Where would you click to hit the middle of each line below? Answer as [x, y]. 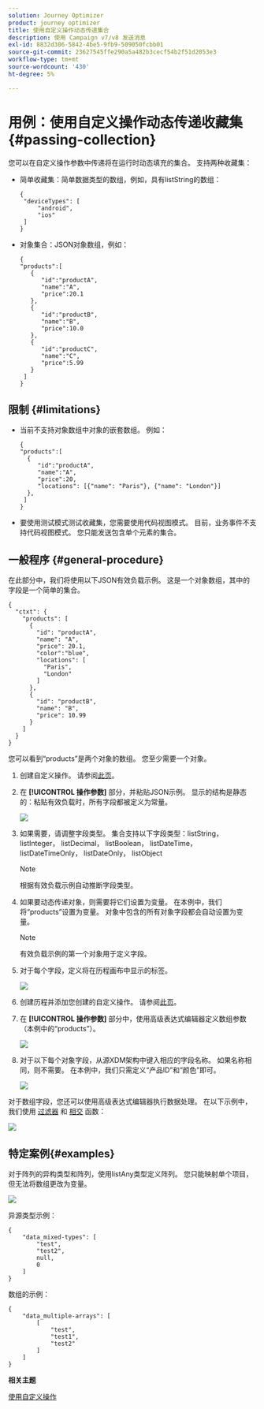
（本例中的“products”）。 [59, 1029]
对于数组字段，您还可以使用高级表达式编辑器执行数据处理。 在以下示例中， [130, 1101]
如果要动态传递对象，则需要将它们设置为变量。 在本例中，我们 [121, 902]
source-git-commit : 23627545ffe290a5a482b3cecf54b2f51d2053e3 [112, 52]
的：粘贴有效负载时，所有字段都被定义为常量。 [95, 802]
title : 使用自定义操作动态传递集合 [59, 30]
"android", [55, 208]
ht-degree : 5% [32, 74]
